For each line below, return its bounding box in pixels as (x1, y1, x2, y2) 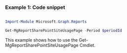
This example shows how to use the (5, 37, 78, 43)
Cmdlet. (79, 42, 96, 48)
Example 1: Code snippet (5, 4, 65, 11)
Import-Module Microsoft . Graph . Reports (5, 19, 87, 25)
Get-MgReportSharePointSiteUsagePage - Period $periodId (5, 28, 122, 33)
